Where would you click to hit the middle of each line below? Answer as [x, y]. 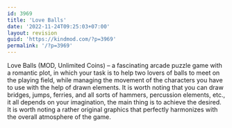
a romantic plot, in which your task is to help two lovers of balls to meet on [114, 73]
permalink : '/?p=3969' [40, 46]
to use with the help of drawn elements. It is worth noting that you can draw [115, 88]
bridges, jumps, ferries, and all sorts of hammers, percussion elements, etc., [116, 95]
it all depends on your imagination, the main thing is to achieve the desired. [115, 102]
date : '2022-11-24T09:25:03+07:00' [59, 26]
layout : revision [32, 33]
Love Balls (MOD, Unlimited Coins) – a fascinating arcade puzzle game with [115, 65]
